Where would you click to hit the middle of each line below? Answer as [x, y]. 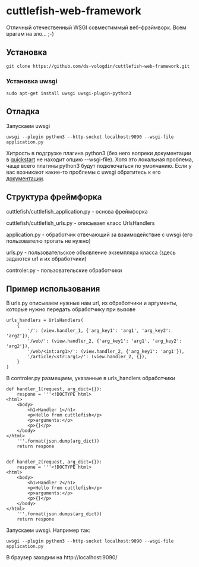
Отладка [23, 112]
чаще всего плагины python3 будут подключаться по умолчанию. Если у [99, 165]
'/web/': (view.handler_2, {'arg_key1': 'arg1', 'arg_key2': [105, 341]
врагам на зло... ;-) [30, 33]
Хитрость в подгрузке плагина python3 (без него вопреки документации [99, 153]
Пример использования [53, 289]
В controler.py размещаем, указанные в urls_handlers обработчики [91, 378]
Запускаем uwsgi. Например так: [48, 530]
